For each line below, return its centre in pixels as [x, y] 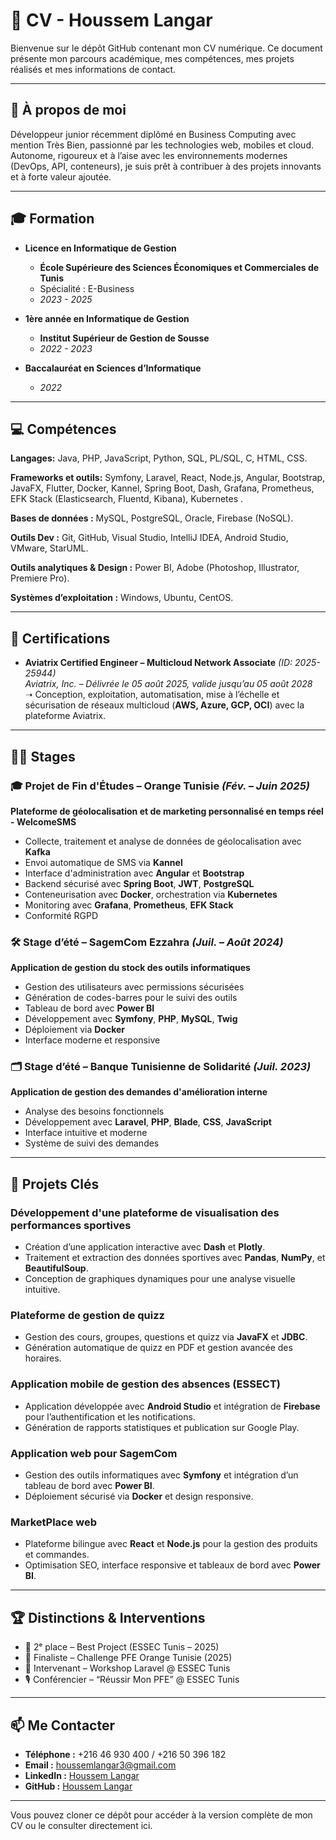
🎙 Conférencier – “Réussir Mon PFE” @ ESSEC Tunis [132, 1680]
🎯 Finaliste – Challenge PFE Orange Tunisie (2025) [128, 1658]
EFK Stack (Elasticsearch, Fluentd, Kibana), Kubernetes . [127, 499]
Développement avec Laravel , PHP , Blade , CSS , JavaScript [148, 1122]
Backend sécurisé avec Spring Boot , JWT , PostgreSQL [139, 883]
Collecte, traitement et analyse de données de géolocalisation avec [163, 841]
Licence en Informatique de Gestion [100, 248]
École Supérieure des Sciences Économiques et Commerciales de [179, 267]
